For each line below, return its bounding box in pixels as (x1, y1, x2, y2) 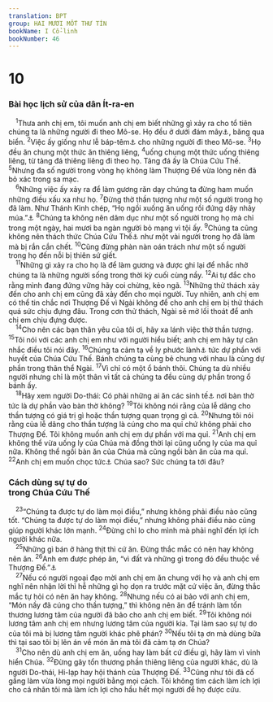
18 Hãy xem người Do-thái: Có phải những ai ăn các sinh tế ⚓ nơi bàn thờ (15, 390, 254, 400)
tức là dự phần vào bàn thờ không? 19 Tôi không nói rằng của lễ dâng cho (8, 399, 251, 411)
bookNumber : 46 (8, 34, 60, 43)
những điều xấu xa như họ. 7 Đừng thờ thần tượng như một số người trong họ (8, 193, 263, 204)
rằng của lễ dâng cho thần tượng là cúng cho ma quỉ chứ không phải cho (8, 420, 252, 429)
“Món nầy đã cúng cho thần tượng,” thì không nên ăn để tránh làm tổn (8, 600, 242, 610)
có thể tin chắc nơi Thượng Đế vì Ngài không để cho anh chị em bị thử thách (8, 298, 264, 307)
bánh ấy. (8, 381, 37, 390)
